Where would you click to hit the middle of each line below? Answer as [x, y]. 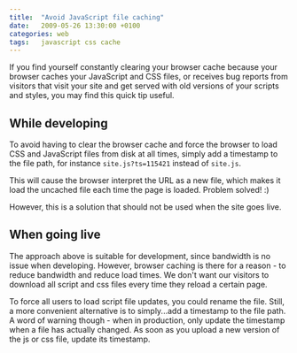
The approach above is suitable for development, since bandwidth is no [140, 256]
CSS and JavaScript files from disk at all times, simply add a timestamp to [144, 154]
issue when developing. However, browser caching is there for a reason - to [148, 265]
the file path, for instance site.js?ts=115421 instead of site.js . [125, 164]
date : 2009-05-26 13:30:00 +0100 [75, 26]
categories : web [39, 34]
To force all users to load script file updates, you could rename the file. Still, [147, 301]
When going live [55, 235]
